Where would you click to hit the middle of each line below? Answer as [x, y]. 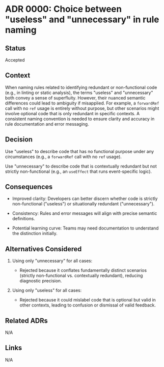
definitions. [24, 219]
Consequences [29, 187]
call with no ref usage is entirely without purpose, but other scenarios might [82, 108]
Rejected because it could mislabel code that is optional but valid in [88, 300]
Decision [19, 140]
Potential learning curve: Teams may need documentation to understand [85, 228]
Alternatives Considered [43, 249]
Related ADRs [27, 320]
